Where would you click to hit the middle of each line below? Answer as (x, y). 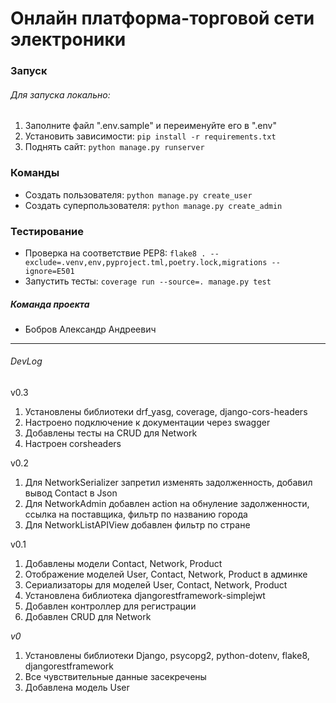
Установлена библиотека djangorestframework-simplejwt (145, 596)
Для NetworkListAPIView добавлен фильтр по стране (137, 525)
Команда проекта (50, 304)
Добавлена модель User (77, 688)
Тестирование (47, 231)
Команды (35, 173)
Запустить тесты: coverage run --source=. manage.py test (148, 281)
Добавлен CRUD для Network (88, 617)
